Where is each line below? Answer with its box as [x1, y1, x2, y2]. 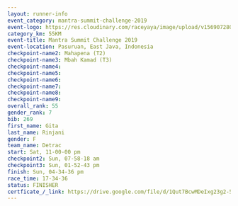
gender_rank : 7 [7, 109, 52, 116]
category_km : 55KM [7, 30, 62, 38]
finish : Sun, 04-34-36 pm [7, 168, 84, 176]
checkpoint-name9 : [7, 96, 62, 103]
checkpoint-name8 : [7, 89, 62, 96]
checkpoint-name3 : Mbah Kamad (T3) [7, 57, 113, 64]
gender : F [7, 135, 37, 142]
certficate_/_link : [7, 188, 65, 195]
